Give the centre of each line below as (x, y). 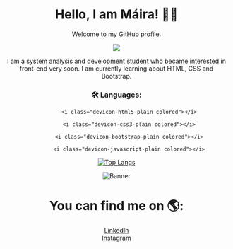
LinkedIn (116, 231)
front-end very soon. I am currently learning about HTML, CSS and (116, 68)
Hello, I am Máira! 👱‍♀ (116, 15)
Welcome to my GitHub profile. (116, 34)
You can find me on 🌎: (116, 206)
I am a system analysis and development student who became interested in (116, 61)
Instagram (116, 238)
